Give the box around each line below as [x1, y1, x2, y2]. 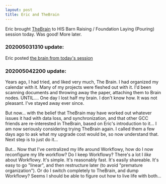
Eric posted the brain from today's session [5, 55, 93, 61]
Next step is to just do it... [5, 136, 58, 143]
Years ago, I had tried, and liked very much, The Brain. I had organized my [5, 79, 159, 85]
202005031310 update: [5, 44, 64, 51]
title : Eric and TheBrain [5, 12, 59, 17]
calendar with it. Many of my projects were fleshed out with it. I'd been [5, 84, 151, 90]
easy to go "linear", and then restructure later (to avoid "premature [5, 162, 143, 168]
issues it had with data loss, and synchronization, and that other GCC [5, 115, 148, 121]
